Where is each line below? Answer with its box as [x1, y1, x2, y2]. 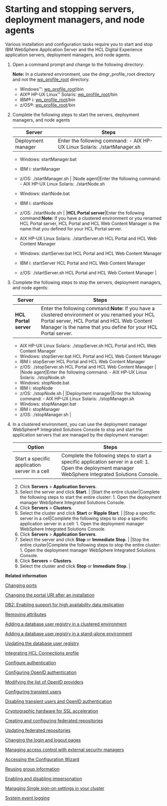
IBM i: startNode [19, 200, 54, 206]
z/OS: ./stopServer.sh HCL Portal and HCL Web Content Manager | [19, 364, 157, 370]
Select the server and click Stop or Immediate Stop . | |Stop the [19, 536, 150, 542]
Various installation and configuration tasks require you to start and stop [5, 41, 153, 47]
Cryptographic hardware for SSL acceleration [5, 708, 98, 714]
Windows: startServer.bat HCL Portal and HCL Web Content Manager [19, 250, 162, 256]
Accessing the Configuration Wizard [5, 756, 80, 762]
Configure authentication [5, 659, 56, 665]
